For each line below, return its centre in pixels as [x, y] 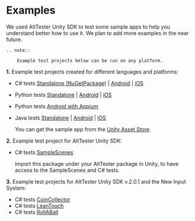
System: [16, 188]
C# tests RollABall [36, 212]
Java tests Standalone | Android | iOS [60, 118]
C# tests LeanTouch [39, 206]
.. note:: [18, 50]
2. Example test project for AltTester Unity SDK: [64, 141]
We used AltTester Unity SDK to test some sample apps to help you [88, 27]
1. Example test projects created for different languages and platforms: [92, 71]
